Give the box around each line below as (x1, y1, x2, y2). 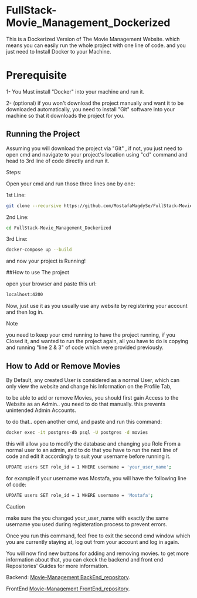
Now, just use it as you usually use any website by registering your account (6, 303, 188, 310)
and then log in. (6, 308, 44, 315)
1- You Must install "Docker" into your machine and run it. (6, 88, 145, 95)
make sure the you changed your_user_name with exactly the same (6, 514, 169, 521)
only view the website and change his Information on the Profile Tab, (6, 383, 172, 390)
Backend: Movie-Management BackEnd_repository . (6, 573, 130, 580)
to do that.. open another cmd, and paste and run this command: (6, 418, 162, 425)
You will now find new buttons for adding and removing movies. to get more (6, 550, 189, 557)
